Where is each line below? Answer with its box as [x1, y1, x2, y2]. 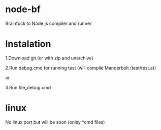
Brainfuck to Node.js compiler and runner [5, 20, 92, 26]
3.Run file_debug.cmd [5, 84, 51, 90]
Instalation [5, 38, 51, 50]
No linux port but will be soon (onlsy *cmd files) [5, 119, 105, 125]
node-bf [5, 4, 41, 15]
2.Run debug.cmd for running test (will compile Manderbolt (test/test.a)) [5, 64, 156, 71]
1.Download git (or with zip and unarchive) [5, 55, 93, 61]
